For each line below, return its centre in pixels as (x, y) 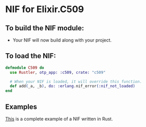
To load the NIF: (31, 56)
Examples (21, 107)
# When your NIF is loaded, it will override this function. (76, 81)
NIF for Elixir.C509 (45, 9)
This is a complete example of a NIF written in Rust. (59, 119)
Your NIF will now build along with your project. (62, 40)
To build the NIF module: (45, 28)
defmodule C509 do (25, 68)
